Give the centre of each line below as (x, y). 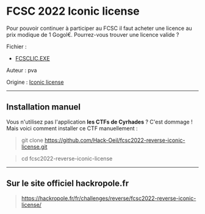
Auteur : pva (22, 70)
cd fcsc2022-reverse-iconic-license (67, 158)
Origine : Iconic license (35, 82)
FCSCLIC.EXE (32, 58)
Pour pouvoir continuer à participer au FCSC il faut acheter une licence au (99, 28)
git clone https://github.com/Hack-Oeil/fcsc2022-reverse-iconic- (103, 140)
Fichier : (16, 46)
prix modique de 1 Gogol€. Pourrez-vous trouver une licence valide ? (93, 34)
